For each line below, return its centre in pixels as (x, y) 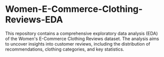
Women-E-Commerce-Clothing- (74, 9)
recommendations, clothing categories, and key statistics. (65, 49)
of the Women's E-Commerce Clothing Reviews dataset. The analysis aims (82, 39)
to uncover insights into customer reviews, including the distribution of (78, 44)
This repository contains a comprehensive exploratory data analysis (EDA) (82, 33)
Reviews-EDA (34, 20)
